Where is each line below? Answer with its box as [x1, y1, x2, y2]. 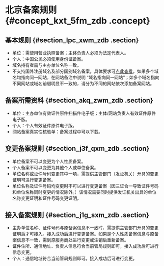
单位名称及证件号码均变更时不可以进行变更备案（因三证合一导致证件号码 [12, 183, 159, 189]
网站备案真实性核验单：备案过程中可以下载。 [12, 129, 103, 134]
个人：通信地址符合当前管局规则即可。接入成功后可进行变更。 [12, 256, 137, 262]
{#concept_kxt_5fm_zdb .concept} [5, 15, 151, 27]
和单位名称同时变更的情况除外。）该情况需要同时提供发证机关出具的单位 [12, 189, 157, 195]
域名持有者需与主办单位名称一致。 [12, 62, 82, 68]
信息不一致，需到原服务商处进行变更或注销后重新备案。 [16, 237, 129, 243]
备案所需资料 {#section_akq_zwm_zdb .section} [5, 96, 154, 105]
